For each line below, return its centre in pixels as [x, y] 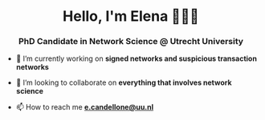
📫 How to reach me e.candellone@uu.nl [85, 107]
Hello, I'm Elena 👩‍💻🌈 [131, 16]
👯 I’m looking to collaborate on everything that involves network [124, 82]
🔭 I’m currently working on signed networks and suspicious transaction [136, 58]
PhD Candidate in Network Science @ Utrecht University [131, 42]
